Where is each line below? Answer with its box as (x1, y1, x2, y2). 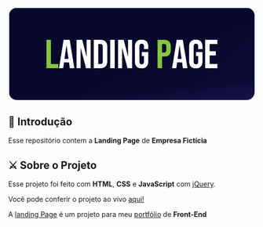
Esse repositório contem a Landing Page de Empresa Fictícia (8, 136, 207, 146)
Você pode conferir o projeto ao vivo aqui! (8, 195, 144, 204)
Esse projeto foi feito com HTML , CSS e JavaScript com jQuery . (8, 179, 216, 189)
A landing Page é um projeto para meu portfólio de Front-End (8, 210, 207, 219)
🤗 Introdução (8, 115, 73, 128)
